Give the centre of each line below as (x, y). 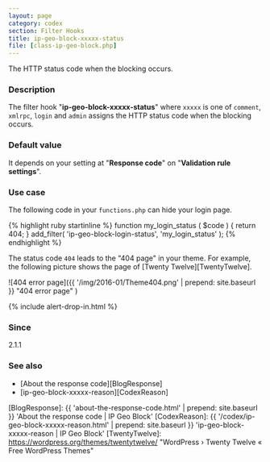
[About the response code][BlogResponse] (91, 383)
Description (32, 89)
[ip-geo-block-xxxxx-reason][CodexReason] (94, 392)
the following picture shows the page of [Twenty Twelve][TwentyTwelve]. (130, 267)
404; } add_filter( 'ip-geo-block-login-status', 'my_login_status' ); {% (122, 234)
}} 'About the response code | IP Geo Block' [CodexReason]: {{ (112, 416)
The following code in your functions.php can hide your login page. (120, 210)
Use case (27, 192)
